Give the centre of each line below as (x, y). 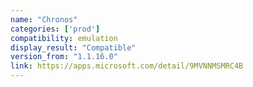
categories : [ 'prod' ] (55, 29)
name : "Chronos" (44, 19)
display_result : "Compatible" (73, 47)
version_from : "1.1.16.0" (64, 57)
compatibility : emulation (64, 38)
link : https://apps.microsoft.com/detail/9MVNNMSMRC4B (127, 66)
